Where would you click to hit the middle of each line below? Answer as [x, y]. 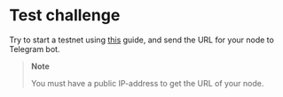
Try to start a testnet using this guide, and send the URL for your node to [142, 40]
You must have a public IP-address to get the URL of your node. [147, 83]
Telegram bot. [35, 48]
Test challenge [65, 15]
